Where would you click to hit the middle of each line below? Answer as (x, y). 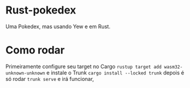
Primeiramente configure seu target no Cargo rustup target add (84, 66)
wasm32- (173, 67)
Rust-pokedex (41, 10)
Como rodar (35, 50)
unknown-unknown (25, 73)
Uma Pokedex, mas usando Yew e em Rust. (58, 26)
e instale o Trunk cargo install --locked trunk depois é (115, 72)
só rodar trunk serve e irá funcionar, (50, 79)
